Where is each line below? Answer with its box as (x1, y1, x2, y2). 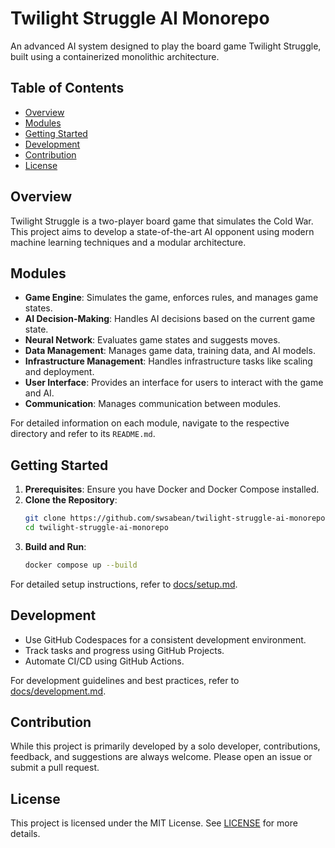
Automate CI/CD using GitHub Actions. (24, 655, 185, 667)
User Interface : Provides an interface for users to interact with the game (24, 377, 324, 389)
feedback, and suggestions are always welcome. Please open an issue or (10, 751, 313, 763)
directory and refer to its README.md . (10, 428, 156, 440)
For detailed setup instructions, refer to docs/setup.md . (10, 578, 238, 590)
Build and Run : (24, 540, 87, 552)
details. (10, 828, 41, 840)
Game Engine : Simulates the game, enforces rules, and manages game (24, 292, 319, 304)
